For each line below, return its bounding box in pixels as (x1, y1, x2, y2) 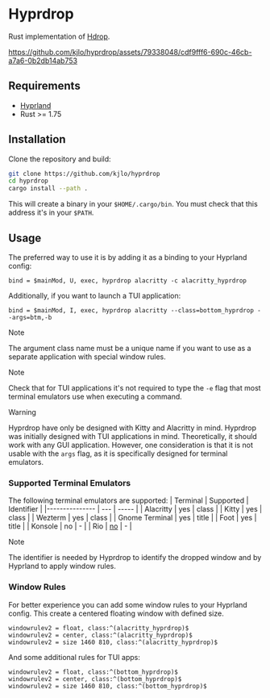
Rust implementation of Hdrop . (8, 31, 110, 41)
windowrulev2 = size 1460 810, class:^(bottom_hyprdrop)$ (8, 682, 207, 690)
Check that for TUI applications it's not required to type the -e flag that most (8, 383, 261, 392)
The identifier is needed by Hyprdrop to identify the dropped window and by (8, 553, 262, 562)
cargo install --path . (8, 185, 89, 193)
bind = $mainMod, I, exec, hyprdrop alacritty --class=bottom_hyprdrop (8, 307, 254, 315)
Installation (8, 132, 66, 146)
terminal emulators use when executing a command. (8, 392, 183, 401)
